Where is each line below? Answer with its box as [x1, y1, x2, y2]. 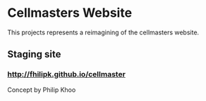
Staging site [7, 48, 61, 60]
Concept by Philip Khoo [7, 86, 76, 94]
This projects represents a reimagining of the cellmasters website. [7, 28, 200, 36]
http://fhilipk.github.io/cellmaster [7, 69, 126, 79]
